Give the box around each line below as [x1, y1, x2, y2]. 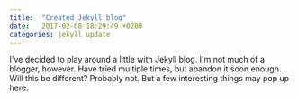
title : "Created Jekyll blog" [9, 12, 127, 22]
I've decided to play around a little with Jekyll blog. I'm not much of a [9, 54, 266, 65]
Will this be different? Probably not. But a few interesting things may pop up [9, 73, 290, 84]
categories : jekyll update [9, 29, 111, 38]
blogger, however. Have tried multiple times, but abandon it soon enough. [9, 63, 282, 74]
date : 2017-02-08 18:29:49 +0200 [9, 21, 143, 30]
